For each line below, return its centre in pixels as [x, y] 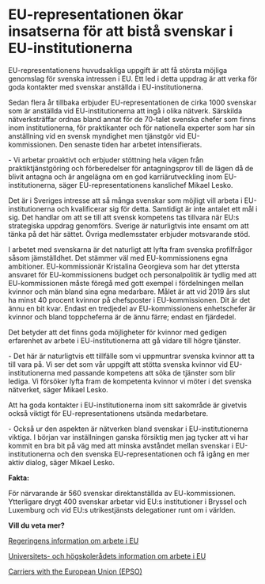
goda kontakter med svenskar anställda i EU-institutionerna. [106, 87]
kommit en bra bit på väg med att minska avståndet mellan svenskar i [121, 445]
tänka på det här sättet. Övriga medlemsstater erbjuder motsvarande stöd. [129, 234]
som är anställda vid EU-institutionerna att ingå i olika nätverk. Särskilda [125, 111]
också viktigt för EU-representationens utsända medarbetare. [108, 413]
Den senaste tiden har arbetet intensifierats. [131, 144]
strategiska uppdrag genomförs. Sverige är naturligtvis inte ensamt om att [129, 225]
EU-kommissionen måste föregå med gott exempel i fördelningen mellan [126, 283]
